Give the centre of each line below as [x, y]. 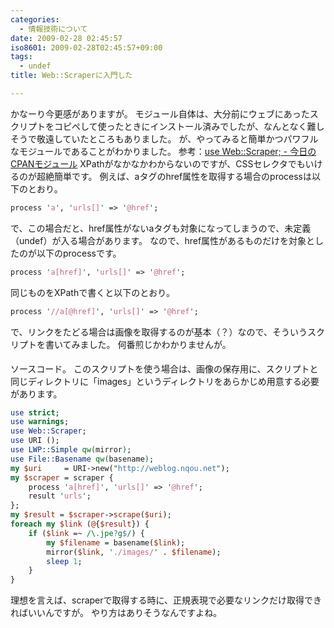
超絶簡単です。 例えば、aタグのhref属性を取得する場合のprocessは [174, 176]
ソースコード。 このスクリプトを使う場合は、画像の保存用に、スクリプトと [164, 368]
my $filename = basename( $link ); [116, 542]
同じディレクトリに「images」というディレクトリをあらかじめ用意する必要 [165, 381]
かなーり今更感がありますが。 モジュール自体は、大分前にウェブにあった [160, 113]
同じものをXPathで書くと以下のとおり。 [92, 292]
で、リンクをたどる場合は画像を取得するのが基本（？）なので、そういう [159, 332]
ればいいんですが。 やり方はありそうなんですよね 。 [116, 613]
